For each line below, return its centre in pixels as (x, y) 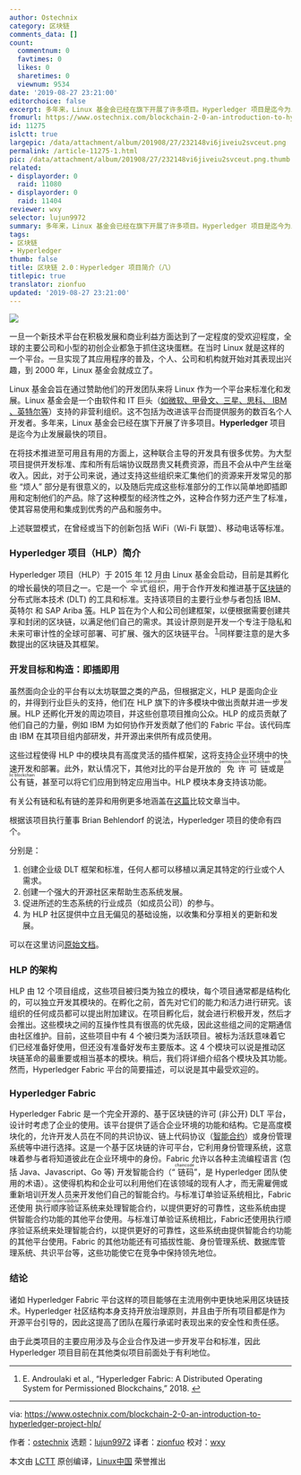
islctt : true (34, 134)
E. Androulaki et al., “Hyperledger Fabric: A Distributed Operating (142, 1378)
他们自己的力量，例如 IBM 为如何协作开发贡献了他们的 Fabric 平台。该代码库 (150, 724)
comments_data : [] (43, 34)
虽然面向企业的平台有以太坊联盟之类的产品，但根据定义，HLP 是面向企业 (144, 690)
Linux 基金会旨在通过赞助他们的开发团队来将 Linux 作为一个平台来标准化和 (146, 389)
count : (21, 43)
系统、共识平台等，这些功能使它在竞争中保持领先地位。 (119, 1253)
